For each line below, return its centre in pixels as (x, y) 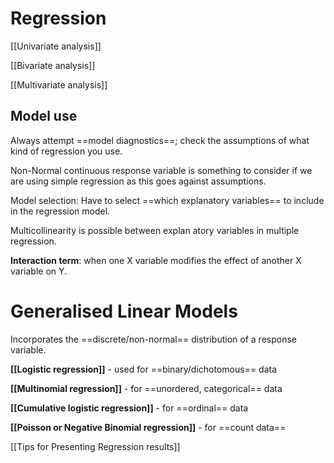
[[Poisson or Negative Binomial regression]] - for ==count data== (148, 427)
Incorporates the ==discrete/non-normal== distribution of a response (153, 339)
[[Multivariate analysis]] (59, 84)
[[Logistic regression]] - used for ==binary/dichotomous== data (144, 369)
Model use (44, 116)
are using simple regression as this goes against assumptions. (138, 181)
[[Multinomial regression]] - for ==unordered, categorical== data (146, 388)
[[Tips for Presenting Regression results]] (95, 446)
